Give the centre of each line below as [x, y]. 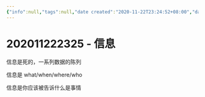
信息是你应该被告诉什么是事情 [44, 87]
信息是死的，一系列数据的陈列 [44, 62]
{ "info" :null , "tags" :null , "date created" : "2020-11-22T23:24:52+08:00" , [99, 12]
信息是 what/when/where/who [44, 75]
